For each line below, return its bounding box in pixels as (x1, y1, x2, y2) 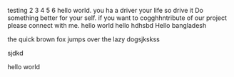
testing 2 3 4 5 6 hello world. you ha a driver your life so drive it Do (7, 6, 203, 14)
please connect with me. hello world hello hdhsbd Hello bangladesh (7, 21, 207, 29)
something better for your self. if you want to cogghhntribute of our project (7, 14, 227, 22)
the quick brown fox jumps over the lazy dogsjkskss (7, 35, 161, 43)
